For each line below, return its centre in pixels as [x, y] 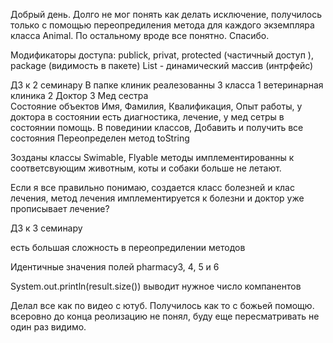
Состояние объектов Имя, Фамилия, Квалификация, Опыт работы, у [156, 106]
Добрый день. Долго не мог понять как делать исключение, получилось [166, 14]
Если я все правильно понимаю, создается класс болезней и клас [152, 187]
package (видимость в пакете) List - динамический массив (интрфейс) [162, 65]
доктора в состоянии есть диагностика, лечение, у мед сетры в [147, 117]
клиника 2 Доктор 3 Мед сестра [79, 95]
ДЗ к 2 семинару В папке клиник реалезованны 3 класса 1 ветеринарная [167, 85]
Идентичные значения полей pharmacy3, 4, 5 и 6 [115, 267]
